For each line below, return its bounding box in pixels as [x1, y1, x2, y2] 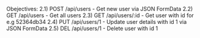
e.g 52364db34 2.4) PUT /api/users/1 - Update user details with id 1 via [6, 18, 187, 25]
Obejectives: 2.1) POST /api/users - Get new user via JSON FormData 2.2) [6, 6, 193, 12]
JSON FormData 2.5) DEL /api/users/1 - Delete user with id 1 [6, 25, 158, 32]
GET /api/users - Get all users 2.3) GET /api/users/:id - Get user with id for [6, 12, 194, 19]
